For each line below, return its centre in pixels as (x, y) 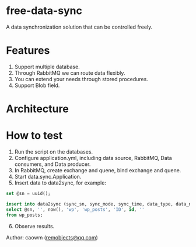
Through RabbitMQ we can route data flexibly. (70, 73)
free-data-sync (44, 11)
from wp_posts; (24, 215)
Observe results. (34, 226)
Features (28, 51)
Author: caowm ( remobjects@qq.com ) (52, 237)
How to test (34, 136)
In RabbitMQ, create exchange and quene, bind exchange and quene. (98, 170)
